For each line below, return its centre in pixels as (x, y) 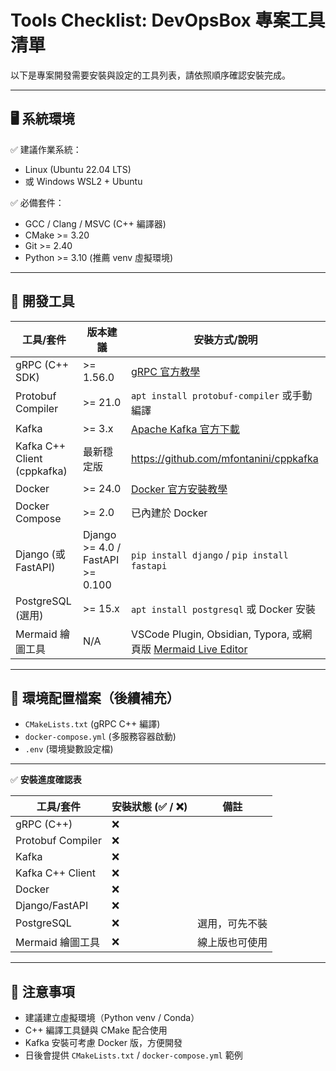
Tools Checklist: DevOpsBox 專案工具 (168, 20)
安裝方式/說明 (225, 339)
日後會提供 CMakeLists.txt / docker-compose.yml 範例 (133, 1055)
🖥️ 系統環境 (42, 119)
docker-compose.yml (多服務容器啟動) (100, 737)
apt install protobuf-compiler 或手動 (221, 395)
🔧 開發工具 (42, 301)
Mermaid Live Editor (200, 649)
